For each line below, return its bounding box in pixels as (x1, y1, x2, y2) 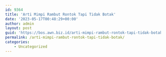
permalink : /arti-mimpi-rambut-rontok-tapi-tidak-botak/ (5, 35, 125, 40)
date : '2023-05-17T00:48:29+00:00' (5, 16, 79, 21)
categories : (5, 40, 30, 45)
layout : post (5, 26, 32, 31)
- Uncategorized (14, 44, 48, 49)
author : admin (5, 21, 35, 26)
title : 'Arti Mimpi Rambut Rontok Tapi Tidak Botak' (5, 12, 116, 17)
